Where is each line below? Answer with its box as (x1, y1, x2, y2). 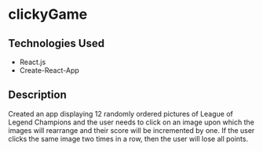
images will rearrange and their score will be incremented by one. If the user (8, 125, 255, 135)
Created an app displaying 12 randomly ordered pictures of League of (8, 109, 234, 118)
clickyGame (8, 5, 88, 23)
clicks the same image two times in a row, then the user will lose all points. (8, 134, 249, 143)
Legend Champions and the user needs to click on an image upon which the (8, 117, 255, 127)
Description (8, 88, 67, 102)
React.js (19, 57, 46, 67)
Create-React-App (19, 66, 80, 75)
